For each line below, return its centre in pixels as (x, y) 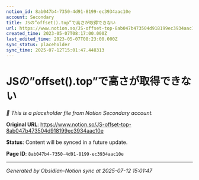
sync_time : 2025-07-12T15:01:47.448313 (55, 50)
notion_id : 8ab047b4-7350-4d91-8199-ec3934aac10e (69, 12)
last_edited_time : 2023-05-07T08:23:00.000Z (62, 39)
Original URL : (23, 124)
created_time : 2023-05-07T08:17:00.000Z (57, 34)
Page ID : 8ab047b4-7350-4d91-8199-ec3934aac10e (65, 153)
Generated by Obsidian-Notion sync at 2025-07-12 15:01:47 (79, 171)
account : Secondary (30, 17)
